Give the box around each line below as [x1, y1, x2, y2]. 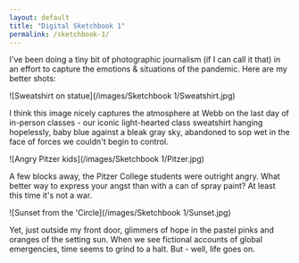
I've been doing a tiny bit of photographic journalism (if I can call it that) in [9, 55, 281, 65]
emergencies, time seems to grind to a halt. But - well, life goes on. [9, 243, 256, 255]
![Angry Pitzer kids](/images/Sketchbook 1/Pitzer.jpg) [9, 154, 205, 165]
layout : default [9, 13, 70, 22]
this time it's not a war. [9, 190, 93, 201]
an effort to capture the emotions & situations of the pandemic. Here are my [9, 64, 287, 74]
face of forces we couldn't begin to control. [9, 136, 169, 148]
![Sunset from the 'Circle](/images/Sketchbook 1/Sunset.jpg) [9, 208, 232, 218]
